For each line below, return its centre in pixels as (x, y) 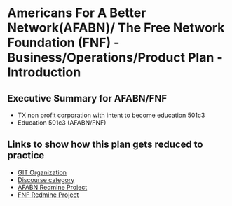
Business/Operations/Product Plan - (115, 58)
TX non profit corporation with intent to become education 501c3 (111, 115)
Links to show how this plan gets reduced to (105, 145)
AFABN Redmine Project (52, 187)
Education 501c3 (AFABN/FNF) (62, 123)
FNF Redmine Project (48, 195)
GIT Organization (42, 172)
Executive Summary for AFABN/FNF (87, 98)
